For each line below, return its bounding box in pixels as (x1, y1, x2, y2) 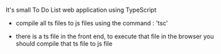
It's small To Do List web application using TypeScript (5, 6, 157, 14)
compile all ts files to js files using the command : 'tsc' (15, 19, 168, 27)
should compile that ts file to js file (15, 40, 113, 47)
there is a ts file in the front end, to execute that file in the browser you (15, 32, 214, 40)
